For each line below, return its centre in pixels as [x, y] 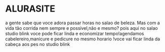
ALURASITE [30, 9]
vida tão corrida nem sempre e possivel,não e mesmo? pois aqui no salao [81, 28]
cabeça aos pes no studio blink [38, 44]
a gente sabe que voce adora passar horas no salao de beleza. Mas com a [82, 23]
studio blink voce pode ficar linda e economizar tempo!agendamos [75, 33]
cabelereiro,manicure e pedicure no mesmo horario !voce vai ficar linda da [83, 39]
